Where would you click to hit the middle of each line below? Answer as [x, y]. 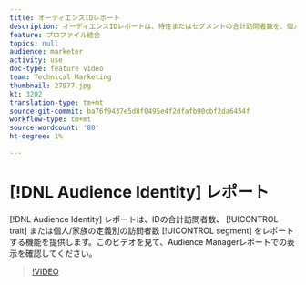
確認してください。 [61, 253]
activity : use [36, 60]
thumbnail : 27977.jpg [51, 86]
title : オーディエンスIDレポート [65, 18]
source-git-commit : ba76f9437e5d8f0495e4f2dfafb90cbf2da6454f [130, 111]
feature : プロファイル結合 [55, 35]
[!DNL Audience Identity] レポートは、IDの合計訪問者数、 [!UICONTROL [144, 219]
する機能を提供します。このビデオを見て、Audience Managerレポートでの [148, 241]
